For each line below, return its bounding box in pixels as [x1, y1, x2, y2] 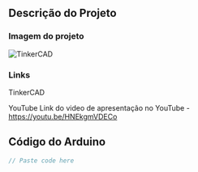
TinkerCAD [8, 87, 45, 97]
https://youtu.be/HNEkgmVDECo [8, 111, 118, 121]
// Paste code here [8, 157, 75, 165]
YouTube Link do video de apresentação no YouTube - [8, 103, 191, 112]
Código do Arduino [8, 135, 106, 149]
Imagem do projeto [8, 31, 84, 42]
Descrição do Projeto [8, 6, 117, 20]
